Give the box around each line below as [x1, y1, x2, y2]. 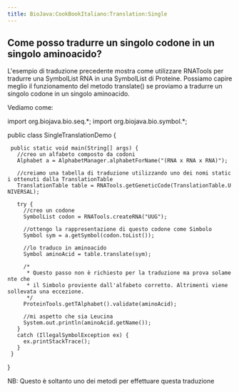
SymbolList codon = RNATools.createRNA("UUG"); [23, 213, 168, 221]
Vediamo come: [7, 103, 54, 112]
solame [211, 269, 232, 277]
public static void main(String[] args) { [10, 145, 139, 152]
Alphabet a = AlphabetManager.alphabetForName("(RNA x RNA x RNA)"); [16, 158, 228, 165]
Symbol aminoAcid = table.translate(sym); [23, 251, 152, 258]
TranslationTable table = [16, 182, 94, 190]
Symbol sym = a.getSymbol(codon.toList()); [23, 232, 155, 239]
